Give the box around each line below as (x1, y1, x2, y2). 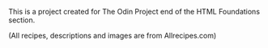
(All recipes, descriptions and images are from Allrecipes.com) (8, 31, 217, 40)
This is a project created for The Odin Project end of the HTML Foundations (8, 7, 261, 16)
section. (8, 15, 36, 25)
